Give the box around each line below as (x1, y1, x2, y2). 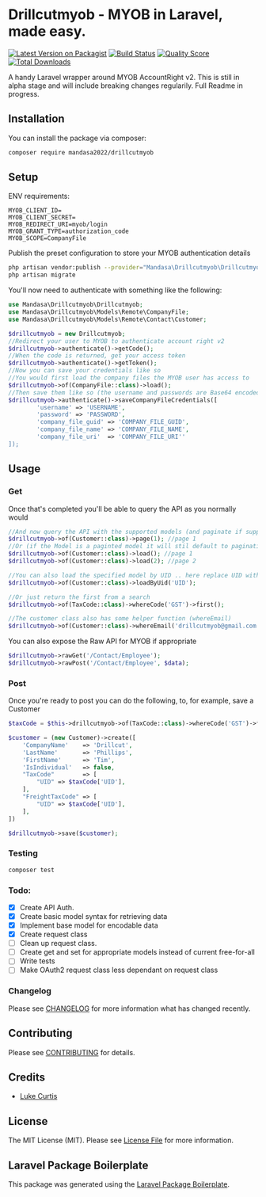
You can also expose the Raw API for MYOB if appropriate (8, 636, 197, 646)
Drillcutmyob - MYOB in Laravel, (8, 6, 223, 24)
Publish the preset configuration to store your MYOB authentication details (8, 248, 251, 258)
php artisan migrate (8, 271, 77, 279)
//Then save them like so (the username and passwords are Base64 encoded (8, 388, 260, 397)
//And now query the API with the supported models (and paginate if (8, 528, 243, 536)
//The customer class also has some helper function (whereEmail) (8, 615, 232, 623)
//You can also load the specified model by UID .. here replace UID (8, 571, 243, 579)
